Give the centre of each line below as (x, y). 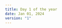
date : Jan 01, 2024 (25, 14)
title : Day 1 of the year (31, 9)
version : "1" (18, 18)
